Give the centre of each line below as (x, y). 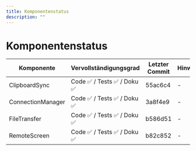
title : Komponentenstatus (37, 11)
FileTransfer (25, 119)
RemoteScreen (29, 136)
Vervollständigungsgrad (105, 68)
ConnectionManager (37, 102)
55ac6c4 (158, 85)
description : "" (26, 17)
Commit (159, 72)
